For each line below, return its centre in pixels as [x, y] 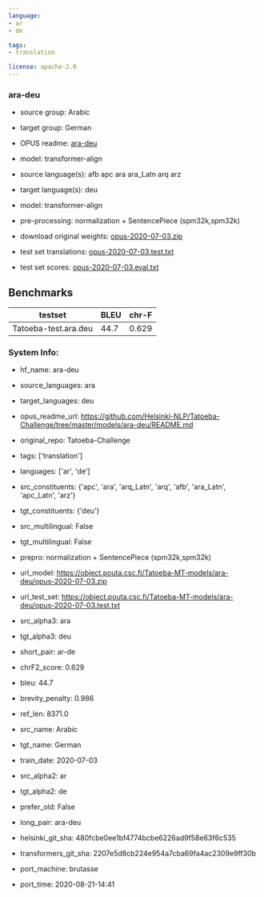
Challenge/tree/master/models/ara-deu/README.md [106, 425]
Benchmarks [41, 292]
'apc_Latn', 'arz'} [48, 495]
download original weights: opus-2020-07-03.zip [101, 236]
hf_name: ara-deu [49, 370]
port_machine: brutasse [59, 869]
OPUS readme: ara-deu [58, 143]
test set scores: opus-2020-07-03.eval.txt [89, 267]
